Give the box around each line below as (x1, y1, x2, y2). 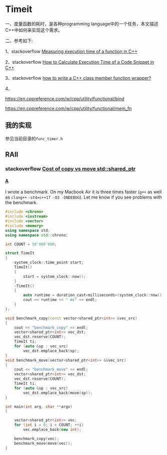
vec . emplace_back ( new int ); (23, 427, 81, 432)
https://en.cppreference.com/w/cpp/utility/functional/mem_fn (5, 105, 132, 111)
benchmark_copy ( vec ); (14, 436, 59, 441)
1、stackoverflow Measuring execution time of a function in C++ (5, 48, 137, 54)
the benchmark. (5, 200, 38, 206)
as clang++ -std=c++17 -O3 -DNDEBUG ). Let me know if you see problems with (5, 194, 162, 200)
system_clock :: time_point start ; (14, 260, 84, 265)
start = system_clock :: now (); (23, 274, 86, 279)
